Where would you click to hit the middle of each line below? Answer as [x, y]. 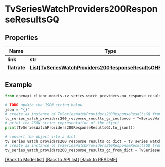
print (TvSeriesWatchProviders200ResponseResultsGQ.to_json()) [70, 128]
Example [19, 85]
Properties [22, 37]
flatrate [16, 67]
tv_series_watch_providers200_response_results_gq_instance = [70, 119]
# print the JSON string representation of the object [62, 123]
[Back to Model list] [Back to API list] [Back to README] [61, 160]
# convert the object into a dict [41, 136]
